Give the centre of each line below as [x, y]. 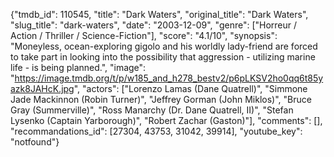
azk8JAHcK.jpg [42, 88]
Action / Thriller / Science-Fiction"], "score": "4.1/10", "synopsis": [144, 35]
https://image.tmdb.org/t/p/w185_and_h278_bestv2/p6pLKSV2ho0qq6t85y [169, 78]
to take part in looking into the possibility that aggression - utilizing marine [163, 57]
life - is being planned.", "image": [78, 67]
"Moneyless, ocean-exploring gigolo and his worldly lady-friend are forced [164, 46]
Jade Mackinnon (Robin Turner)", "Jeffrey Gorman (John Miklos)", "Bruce [161, 99]
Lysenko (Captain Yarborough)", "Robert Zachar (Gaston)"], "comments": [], [166, 120]
